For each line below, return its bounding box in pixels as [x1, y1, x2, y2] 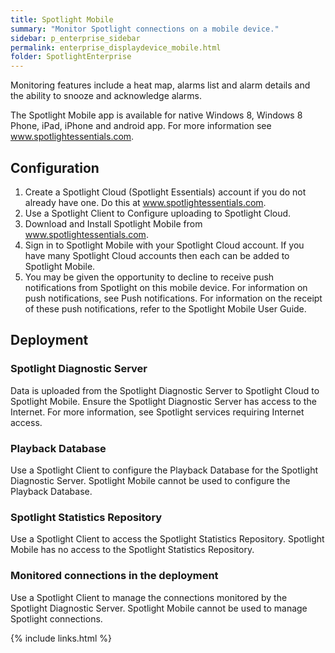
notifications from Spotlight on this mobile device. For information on [24, 281, 308, 293]
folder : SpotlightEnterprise [10, 52, 132, 62]
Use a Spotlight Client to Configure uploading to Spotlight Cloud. [24, 207, 292, 219]
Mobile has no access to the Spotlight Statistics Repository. [10, 544, 255, 556]
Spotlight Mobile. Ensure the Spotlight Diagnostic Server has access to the [10, 395, 317, 407]
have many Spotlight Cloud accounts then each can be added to [24, 249, 290, 261]
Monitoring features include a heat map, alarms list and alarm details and [10, 79, 311, 91]
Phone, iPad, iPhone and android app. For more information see [10, 120, 272, 132]
